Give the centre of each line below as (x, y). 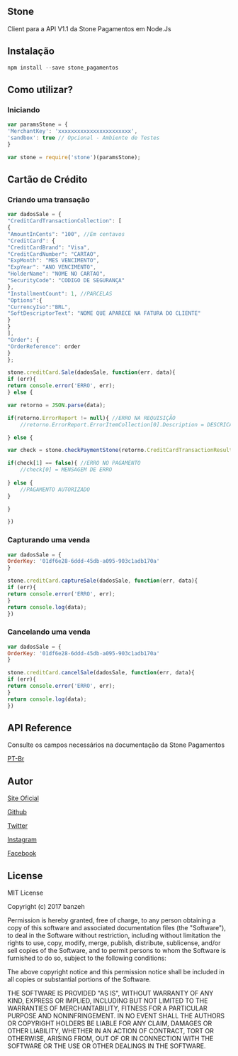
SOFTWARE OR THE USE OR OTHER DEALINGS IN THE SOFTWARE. (107, 1046)
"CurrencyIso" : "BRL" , (39, 307)
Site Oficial (23, 798)
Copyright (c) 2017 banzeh (46, 907)
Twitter (18, 826)
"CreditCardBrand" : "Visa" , (49, 247)
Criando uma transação (49, 200)
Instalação (31, 52)
